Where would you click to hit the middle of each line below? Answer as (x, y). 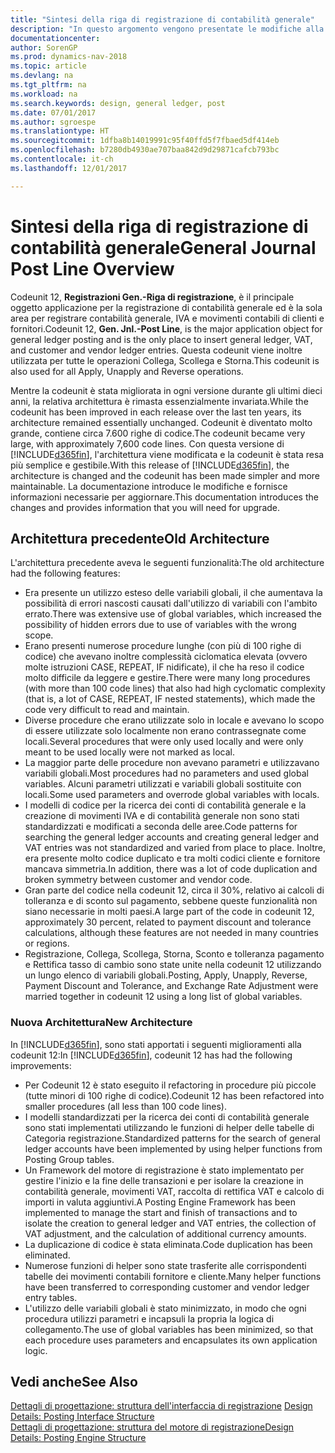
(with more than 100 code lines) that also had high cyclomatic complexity (175, 688)
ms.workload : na (44, 94)
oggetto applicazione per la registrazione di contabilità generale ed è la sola (166, 307)
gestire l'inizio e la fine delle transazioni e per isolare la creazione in (164, 1180)
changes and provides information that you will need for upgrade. (145, 507)
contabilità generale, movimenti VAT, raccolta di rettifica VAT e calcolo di (174, 1191)
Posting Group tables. (69, 1159)
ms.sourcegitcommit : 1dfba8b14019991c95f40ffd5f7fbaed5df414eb (145, 141)
